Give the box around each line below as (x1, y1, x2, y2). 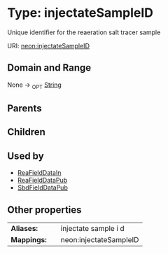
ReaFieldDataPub (17, 176, 68, 185)
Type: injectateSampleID (7, 5, 154, 21)
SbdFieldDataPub (17, 183, 68, 192)
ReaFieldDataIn (17, 169, 62, 177)
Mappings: (10, 234, 48, 244)
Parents (7, 102, 42, 114)
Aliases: (10, 223, 38, 233)
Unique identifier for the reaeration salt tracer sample (7, 28, 161, 36)
